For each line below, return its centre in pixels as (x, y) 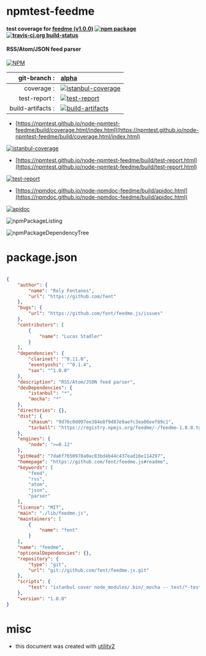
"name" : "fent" (59, 530)
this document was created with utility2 (65, 646)
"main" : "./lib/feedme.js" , (53, 513)
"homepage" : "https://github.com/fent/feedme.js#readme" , (93, 461)
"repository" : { (38, 559)
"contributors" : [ (41, 325)
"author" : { (32, 285)
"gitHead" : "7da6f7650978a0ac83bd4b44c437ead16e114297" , (92, 456)
